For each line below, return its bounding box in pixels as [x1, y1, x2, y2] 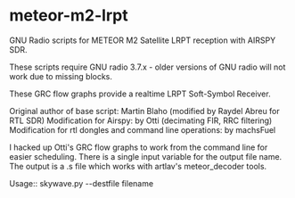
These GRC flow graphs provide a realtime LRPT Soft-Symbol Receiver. [9, 88, 271, 99]
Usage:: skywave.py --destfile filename [9, 177, 154, 188]
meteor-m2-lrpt [9, 5, 128, 26]
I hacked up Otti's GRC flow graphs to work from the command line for [9, 142, 268, 153]
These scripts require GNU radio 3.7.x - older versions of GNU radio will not [9, 62, 286, 72]
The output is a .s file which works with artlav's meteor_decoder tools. [9, 161, 267, 171]
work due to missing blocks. [9, 70, 113, 81]
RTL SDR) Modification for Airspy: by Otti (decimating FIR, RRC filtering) [9, 115, 273, 126]
